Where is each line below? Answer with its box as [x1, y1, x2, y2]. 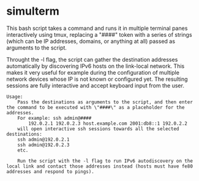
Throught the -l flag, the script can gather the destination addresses [6, 56, 178, 63]
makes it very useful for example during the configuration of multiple [6, 68, 179, 76]
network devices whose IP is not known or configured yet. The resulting [6, 75, 188, 83]
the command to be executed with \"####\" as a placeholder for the [6, 104, 185, 111]
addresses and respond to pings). [6, 168, 95, 175]
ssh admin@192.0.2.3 [17, 142, 70, 148]
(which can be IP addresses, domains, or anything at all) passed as [6, 37, 176, 45]
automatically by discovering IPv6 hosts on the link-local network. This [6, 62, 185, 70]
